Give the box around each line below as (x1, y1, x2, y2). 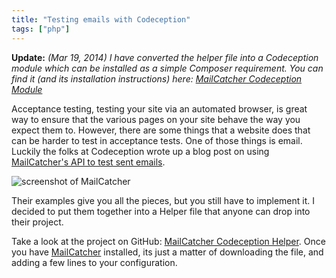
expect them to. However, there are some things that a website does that (11, 124, 311, 136)
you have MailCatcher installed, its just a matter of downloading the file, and (11, 246, 324, 258)
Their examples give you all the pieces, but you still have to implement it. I (11, 194, 315, 206)
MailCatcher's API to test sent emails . (11, 156, 166, 168)
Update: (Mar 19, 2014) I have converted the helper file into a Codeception (11, 51, 319, 63)
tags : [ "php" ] (11, 24, 71, 34)
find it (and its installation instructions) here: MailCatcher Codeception (11, 72, 303, 85)
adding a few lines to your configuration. (11, 256, 178, 268)
